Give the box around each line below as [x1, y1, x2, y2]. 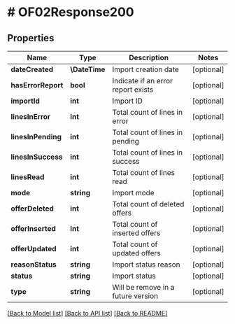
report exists [111, 85, 154, 94]
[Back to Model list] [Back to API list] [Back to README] [7, 309, 168, 317]
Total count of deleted [111, 199, 185, 209]
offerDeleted [10, 204, 55, 213]
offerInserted [10, 224, 56, 233]
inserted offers [111, 228, 161, 238]
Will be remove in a [111, 283, 175, 292]
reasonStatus [10, 260, 57, 269]
